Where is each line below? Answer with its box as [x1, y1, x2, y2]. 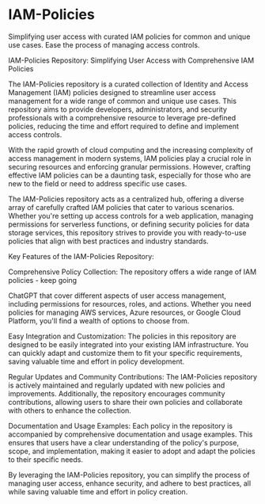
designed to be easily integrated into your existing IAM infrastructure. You [8, 339, 249, 349]
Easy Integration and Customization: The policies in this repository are [8, 331, 237, 341]
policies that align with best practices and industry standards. [8, 236, 209, 246]
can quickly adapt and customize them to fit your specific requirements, [8, 348, 243, 357]
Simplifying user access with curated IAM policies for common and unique [8, 32, 251, 41]
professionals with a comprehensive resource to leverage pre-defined [8, 113, 236, 122]
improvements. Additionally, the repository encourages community [8, 388, 225, 398]
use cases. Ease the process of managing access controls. [8, 40, 200, 49]
